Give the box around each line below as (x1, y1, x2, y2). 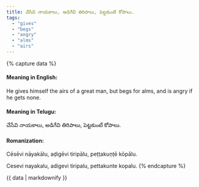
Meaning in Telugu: (6, 108, 57, 115)
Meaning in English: (6, 74, 58, 81)
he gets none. (6, 94, 42, 101)
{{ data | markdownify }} (6, 174, 68, 182)
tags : (6, 15, 20, 21)
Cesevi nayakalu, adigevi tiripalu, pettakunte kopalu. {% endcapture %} (6, 163, 186, 170)
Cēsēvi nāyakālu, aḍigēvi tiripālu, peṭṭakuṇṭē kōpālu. (6, 150, 137, 158)
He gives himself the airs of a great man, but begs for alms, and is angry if (6, 87, 193, 95)
